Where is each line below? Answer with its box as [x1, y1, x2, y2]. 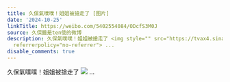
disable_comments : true [7, 49, 75, 55]
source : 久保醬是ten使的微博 [7, 29, 82, 36]
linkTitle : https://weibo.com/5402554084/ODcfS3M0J [7, 23, 157, 29]
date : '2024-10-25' [7, 16, 63, 23]
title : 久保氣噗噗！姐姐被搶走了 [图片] [7, 10, 110, 17]
